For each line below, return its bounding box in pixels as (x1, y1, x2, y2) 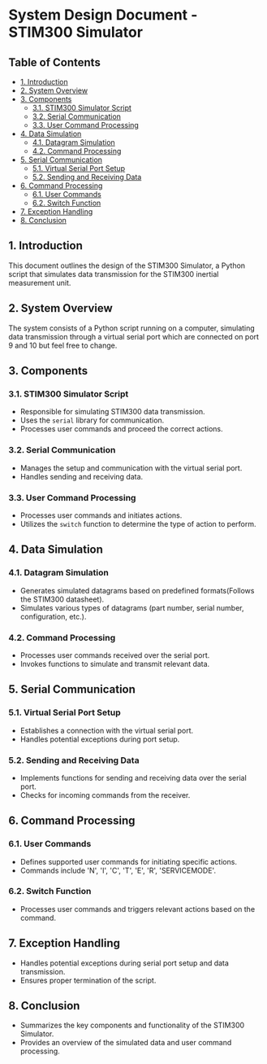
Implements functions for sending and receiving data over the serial (19, 773, 248, 782)
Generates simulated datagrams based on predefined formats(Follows (19, 585, 255, 595)
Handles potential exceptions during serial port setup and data (19, 958, 230, 968)
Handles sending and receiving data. (19, 471, 144, 481)
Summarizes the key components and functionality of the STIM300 (19, 1020, 245, 1031)
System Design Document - (8, 6, 198, 24)
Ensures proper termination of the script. (19, 975, 157, 985)
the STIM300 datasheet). (19, 594, 105, 604)
